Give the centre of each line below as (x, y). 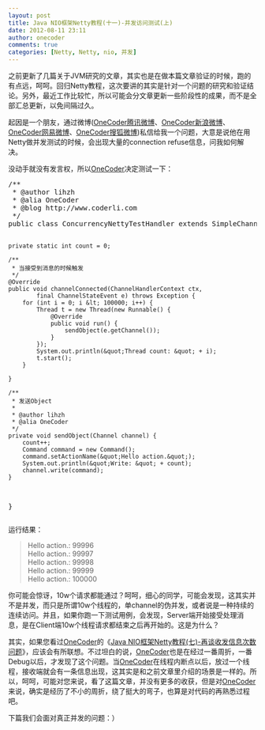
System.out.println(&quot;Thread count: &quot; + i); (127, 351)
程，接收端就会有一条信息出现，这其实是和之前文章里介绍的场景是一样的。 (129, 671)
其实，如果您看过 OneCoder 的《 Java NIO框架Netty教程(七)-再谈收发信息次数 (132, 642)
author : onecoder (37, 38)
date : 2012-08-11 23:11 (47, 30)
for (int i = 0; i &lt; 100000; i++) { (88, 303)
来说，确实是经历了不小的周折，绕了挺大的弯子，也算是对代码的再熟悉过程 (129, 691)
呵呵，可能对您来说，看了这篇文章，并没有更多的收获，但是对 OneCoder (139, 681)
